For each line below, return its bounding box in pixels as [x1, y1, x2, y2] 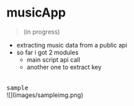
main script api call [26, 55, 80, 63]
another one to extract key [26, 63, 102, 71]
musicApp [6, 5, 66, 21]
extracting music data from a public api [16, 41, 128, 49]
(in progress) [23, 28, 60, 36]
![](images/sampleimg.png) [6, 91, 84, 99]
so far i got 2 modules [16, 48, 79, 56]
